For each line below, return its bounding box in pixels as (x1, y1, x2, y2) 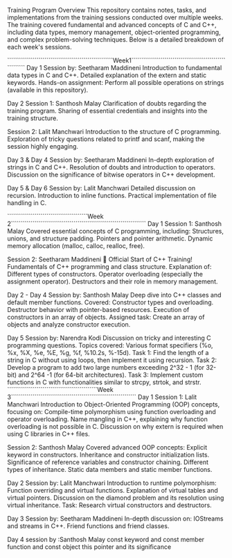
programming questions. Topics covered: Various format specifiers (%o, (7, 341, 213, 350)
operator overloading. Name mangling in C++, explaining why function (7, 415, 208, 423)
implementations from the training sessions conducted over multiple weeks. (7, 13, 224, 22)
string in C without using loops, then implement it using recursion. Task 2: (7, 356, 217, 364)
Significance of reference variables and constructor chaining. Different (7, 458, 209, 466)
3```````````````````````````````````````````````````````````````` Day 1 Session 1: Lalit (7, 393, 197, 401)
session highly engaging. (7, 142, 78, 150)
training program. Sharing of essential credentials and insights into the (7, 107, 208, 115)
